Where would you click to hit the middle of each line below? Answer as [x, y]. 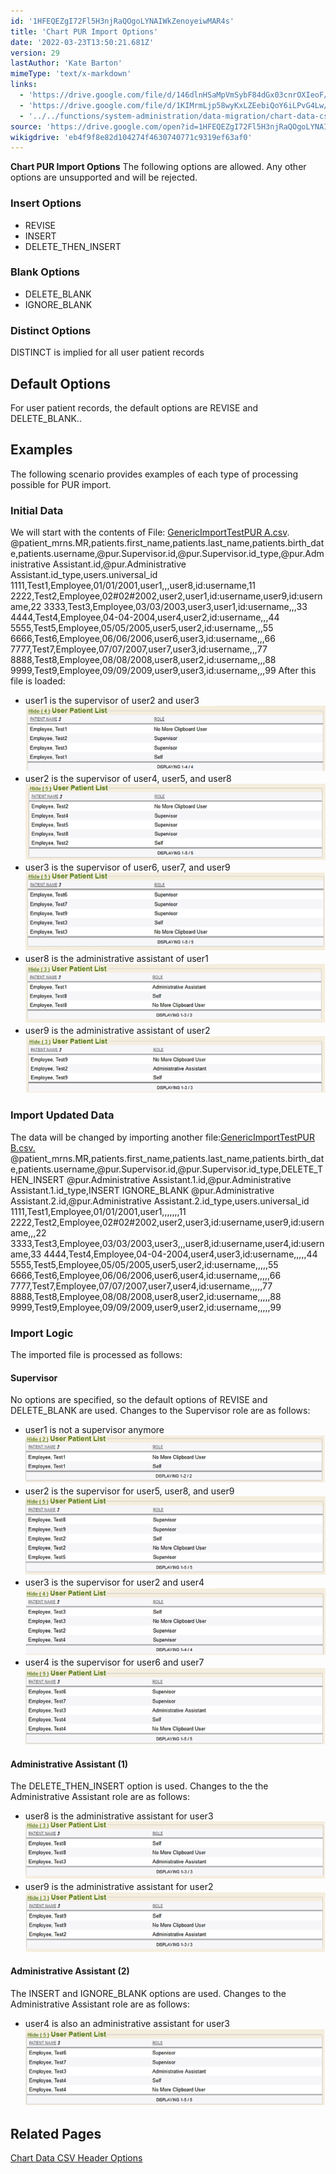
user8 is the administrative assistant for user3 [119, 1816]
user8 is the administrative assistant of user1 [116, 958]
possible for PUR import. [61, 484]
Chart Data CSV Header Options [76, 2158]
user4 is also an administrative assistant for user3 [127, 2023]
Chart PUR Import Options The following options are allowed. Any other [158, 167]
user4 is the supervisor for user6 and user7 [114, 1662]
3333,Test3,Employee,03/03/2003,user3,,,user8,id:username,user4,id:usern [167, 1243]
